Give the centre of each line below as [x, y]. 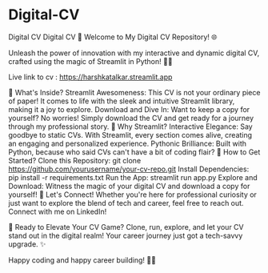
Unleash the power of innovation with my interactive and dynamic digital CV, [134, 53]
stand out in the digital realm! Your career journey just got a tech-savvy [126, 235]
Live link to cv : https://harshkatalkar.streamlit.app [90, 77]
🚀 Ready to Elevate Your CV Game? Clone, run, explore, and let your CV [126, 227]
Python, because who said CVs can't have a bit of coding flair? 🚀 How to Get [134, 152]
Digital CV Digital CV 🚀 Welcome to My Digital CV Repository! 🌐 [113, 37]
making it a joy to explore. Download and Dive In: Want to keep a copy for [129, 109]
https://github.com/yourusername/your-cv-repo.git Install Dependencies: [129, 169]
